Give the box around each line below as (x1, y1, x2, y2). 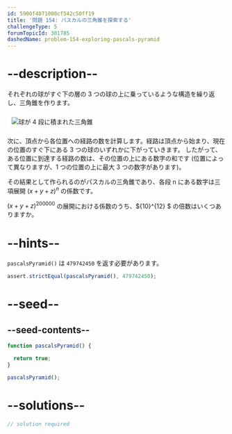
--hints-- (7, 235, 60, 251)
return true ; (13, 355, 51, 362)
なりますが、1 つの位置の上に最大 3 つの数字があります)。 (19, 163, 185, 171)
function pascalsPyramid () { (7, 342, 92, 350)
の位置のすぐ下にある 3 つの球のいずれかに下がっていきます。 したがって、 (7, 145, 222, 154)
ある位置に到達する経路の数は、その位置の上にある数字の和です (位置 (7, 154, 206, 163)
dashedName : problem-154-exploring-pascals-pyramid (7, 36, 160, 43)
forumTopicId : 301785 (7, 29, 70, 37)
